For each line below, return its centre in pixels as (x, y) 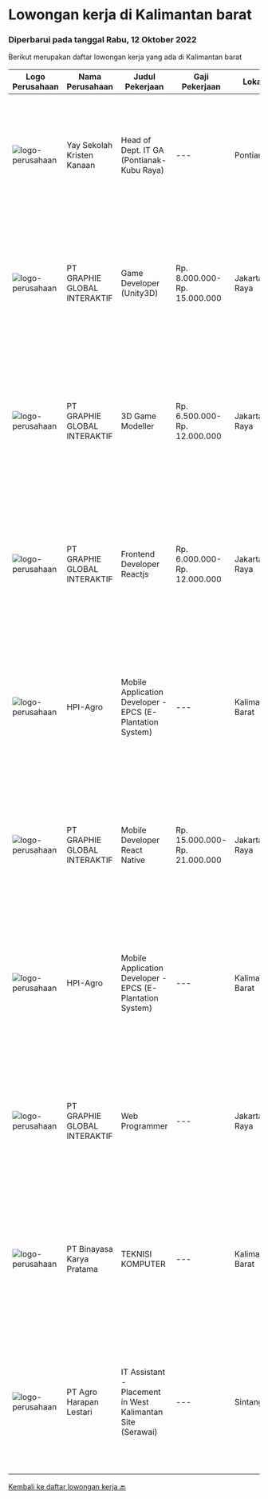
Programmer (144, 1126)
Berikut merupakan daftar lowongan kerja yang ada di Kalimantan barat (125, 57)
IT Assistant (143, 1372)
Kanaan (81, 166)
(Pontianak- (144, 160)
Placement (141, 1392)
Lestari (80, 1412)
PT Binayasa (90, 1249)
